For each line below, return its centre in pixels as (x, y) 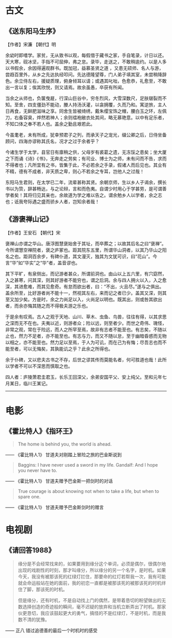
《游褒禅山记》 (29, 219)
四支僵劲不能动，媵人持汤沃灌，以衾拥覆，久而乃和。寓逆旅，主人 (97, 105)
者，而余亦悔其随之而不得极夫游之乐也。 (48, 305)
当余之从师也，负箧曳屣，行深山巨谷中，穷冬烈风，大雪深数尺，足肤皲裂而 (84, 98)
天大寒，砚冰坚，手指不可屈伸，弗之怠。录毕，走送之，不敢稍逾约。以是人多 (86, 62)
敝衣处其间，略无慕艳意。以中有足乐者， (124, 118)
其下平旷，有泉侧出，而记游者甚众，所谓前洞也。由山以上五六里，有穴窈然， (86, 274)
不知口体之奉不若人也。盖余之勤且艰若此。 (50, 124)
